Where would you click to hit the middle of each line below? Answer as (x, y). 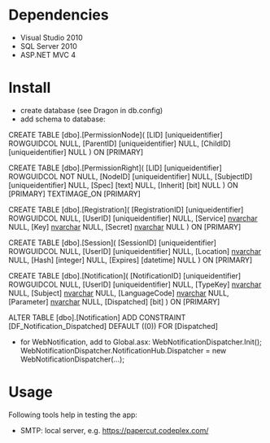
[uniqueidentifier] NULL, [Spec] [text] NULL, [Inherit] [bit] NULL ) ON (123, 185)
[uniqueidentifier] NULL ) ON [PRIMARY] (76, 151)
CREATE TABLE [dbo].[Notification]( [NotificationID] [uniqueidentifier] (125, 275)
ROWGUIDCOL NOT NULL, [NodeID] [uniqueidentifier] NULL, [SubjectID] (131, 176)
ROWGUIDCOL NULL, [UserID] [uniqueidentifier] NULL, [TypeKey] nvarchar (135, 284)
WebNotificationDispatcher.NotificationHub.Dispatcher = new (123, 350)
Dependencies (59, 15)
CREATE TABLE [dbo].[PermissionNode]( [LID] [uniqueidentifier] (116, 134)
